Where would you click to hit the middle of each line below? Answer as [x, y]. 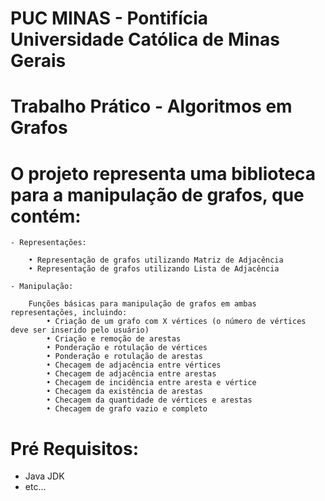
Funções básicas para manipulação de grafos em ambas [142, 304]
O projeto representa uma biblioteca [163, 173]
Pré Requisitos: [75, 448]
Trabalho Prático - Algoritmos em [151, 106]
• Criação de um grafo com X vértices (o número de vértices [176, 322]
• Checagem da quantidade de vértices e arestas [149, 400]
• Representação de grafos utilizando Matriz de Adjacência [156, 260]
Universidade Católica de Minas [145, 39]
